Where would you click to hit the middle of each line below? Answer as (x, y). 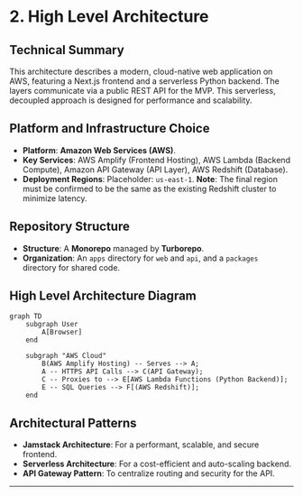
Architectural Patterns (73, 423)
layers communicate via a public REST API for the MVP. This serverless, (143, 91)
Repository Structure (70, 227)
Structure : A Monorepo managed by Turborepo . (113, 248)
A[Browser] (62, 332)
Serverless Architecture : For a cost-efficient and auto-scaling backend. (156, 464)
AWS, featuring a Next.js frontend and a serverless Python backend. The (144, 81)
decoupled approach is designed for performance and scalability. (131, 100)
